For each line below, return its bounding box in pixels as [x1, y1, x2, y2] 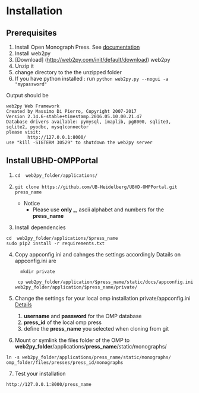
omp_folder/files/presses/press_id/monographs [6, 359, 124, 366]
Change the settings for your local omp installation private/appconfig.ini [14, 294, 191, 302]
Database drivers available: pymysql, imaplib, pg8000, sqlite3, [6, 119, 171, 125]
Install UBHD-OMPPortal [6, 156, 99, 166]
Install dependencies [14, 224, 67, 231]
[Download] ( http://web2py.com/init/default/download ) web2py [14, 56, 170, 63]
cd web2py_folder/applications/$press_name [6, 235, 118, 241]
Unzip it [14, 62, 34, 69]
